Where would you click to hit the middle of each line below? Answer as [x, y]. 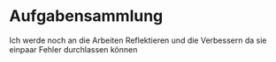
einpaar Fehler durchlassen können [73, 49]
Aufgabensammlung [86, 16]
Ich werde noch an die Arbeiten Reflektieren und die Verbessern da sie [138, 40]
